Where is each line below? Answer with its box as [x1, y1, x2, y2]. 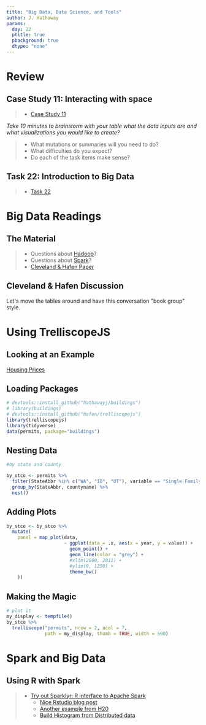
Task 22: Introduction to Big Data [6, 171, 135, 182]
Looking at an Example [6, 349, 95, 360]
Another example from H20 [39, 705, 109, 712]
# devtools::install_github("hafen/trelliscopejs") [6, 411, 141, 417]
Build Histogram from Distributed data [39, 711, 136, 719]
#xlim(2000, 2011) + [69, 557, 122, 564]
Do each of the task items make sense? [30, 153, 131, 161]
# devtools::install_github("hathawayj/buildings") [6, 400, 141, 406]
